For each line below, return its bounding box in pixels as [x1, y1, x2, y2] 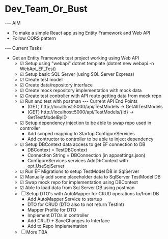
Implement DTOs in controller [27, 212, 89, 218]
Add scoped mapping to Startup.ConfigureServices [27, 130, 135, 136]
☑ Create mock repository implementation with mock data [19, 87, 142, 93]
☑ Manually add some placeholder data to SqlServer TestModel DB [19, 173, 161, 180]
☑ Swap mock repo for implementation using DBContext [19, 179, 138, 185]
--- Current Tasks [5, 45, 42, 51]
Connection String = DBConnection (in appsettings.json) [27, 152, 146, 158]
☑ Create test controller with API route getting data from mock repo [19, 93, 161, 99]
